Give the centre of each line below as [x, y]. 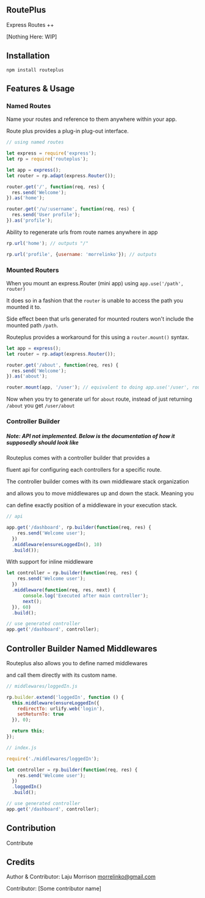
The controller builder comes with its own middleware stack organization [98, 481]
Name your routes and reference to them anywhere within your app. [92, 119]
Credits [21, 862]
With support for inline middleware [50, 562]
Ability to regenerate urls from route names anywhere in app [82, 232]
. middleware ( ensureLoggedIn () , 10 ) [57, 544]
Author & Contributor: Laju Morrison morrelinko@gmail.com [81, 877]
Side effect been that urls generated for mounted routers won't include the [100, 319]
